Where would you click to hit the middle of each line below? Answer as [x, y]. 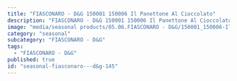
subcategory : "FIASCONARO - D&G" [56, 40]
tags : [15, 46]
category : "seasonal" [39, 33]
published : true [31, 60]
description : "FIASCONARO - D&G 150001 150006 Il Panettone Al [102, 20]
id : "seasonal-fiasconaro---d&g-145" [63, 66]
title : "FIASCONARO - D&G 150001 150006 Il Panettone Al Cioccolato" [112, 14]
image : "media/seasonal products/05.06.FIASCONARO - [86, 27]
